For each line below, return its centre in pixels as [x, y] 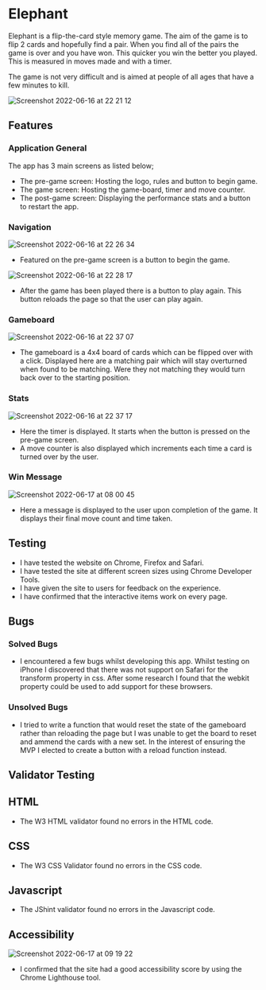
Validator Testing [52, 775]
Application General [48, 148]
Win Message [35, 477]
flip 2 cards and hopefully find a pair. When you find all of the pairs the [124, 44]
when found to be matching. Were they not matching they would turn [132, 369]
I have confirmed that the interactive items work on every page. [123, 596]
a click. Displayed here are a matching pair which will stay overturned [133, 361]
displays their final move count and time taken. [96, 518]
